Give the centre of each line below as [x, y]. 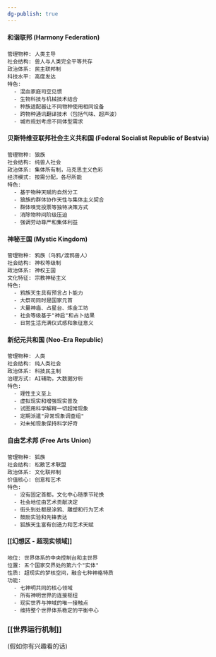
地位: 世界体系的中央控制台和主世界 [53, 558]
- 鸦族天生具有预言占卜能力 [48, 293]
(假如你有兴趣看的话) [38, 646]
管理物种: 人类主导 [32, 54]
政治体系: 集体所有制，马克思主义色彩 [55, 170]
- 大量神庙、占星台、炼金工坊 [51, 308]
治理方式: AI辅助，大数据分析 [45, 379]
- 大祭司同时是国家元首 [43, 301]
